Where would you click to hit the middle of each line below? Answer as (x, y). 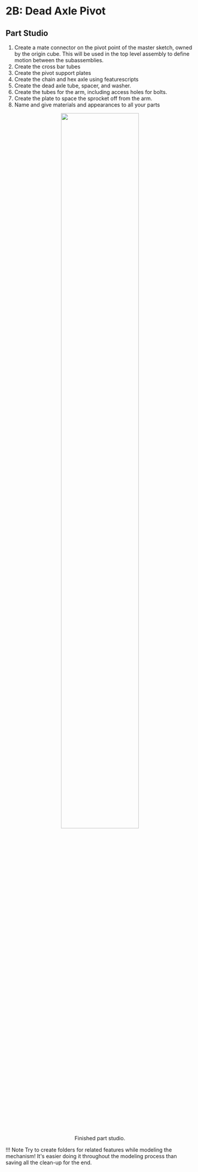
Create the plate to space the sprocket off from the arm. (83, 98)
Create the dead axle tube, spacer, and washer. (73, 86)
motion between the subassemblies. (59, 60)
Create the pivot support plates (53, 73)
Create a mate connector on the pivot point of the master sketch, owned (103, 47)
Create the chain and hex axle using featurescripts (76, 79)
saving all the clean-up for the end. (49, 1162)
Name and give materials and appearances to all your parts (87, 105)
